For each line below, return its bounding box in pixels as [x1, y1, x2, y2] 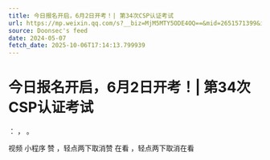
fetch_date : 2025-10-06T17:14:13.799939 [8, 42, 146, 50]
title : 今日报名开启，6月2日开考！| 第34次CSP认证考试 [8, 11, 174, 20]
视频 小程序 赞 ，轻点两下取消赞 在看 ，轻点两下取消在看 [8, 143, 194, 153]
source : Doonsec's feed [8, 26, 88, 34]
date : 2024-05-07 [8, 34, 67, 42]
